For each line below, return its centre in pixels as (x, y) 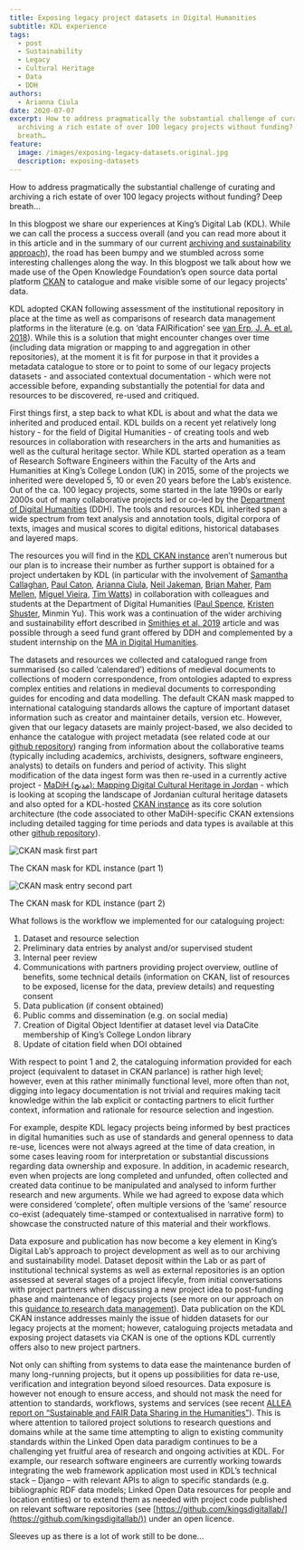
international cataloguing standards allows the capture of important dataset (150, 708)
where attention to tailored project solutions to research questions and (140, 1422)
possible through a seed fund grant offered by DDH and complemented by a (151, 632)
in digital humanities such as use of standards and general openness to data (152, 1137)
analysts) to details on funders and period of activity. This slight (128, 765)
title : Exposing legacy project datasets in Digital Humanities (133, 18)
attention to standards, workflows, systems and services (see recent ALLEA (151, 1403)
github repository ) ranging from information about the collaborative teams (147, 746)
